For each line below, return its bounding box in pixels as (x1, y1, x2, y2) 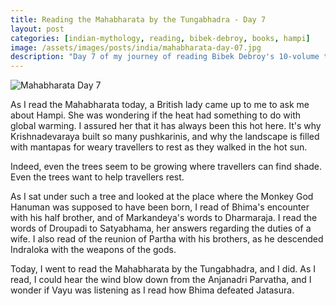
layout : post (10, 24, 65, 34)
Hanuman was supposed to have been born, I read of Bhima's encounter (10, 201, 310, 213)
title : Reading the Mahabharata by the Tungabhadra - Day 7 (10, 14, 267, 25)
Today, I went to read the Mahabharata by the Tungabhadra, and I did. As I (10, 263, 317, 275)
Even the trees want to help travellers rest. (10, 171, 185, 183)
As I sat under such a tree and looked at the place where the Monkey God (10, 191, 314, 203)
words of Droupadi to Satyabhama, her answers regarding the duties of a (10, 222, 312, 235)
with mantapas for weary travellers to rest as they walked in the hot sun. (10, 141, 308, 153)
